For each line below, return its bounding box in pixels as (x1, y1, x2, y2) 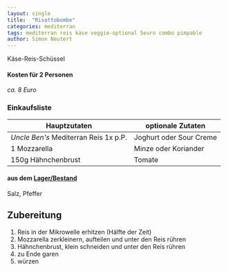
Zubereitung (7, 210, 62, 221)
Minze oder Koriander (133, 143, 205, 153)
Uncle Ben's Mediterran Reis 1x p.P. (10, 132, 128, 142)
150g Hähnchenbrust (10, 154, 81, 164)
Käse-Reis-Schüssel (7, 54, 66, 63)
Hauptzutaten (46, 121, 93, 130)
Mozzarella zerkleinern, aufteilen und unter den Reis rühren (17, 235, 187, 243)
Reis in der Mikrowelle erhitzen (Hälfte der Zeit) (17, 228, 152, 236)
